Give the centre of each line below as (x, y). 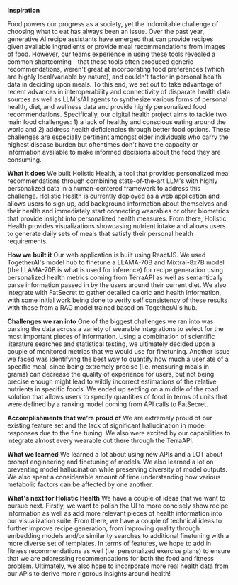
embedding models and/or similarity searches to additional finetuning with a (118, 536)
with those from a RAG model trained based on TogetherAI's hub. (102, 307)
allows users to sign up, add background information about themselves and (117, 204)
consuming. (24, 160)
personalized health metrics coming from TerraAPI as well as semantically (115, 277)
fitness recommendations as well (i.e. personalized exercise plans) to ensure (119, 551)
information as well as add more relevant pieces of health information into (115, 513)
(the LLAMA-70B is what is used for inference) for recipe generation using (115, 270)
